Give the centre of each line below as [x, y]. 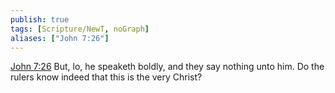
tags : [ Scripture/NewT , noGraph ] [80, 29]
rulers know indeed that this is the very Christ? [106, 77]
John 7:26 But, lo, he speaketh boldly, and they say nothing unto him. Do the [167, 67]
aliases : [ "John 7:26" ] [60, 38]
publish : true [40, 19]
